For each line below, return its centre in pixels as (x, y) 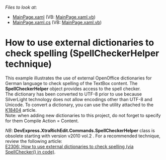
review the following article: (34, 141)
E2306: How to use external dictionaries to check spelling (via (69, 146)
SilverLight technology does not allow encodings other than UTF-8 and (79, 99)
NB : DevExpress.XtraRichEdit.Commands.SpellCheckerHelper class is (80, 130)
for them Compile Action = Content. (42, 121)
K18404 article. (21, 110)
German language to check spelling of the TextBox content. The (71, 83)
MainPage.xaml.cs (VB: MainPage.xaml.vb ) (57, 22)
